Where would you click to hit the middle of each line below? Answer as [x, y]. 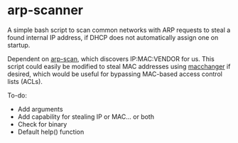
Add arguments [40, 109]
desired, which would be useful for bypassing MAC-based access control [115, 74]
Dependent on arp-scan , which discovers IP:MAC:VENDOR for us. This [111, 58]
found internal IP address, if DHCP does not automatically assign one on [113, 37]
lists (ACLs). [25, 81]
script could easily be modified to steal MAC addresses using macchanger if [119, 66]
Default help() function [51, 132]
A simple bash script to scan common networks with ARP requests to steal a [119, 30]
